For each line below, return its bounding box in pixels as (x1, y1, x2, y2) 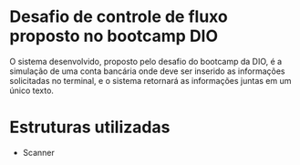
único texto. (9, 85, 55, 96)
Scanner (22, 147, 55, 158)
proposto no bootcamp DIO (9, 26, 219, 46)
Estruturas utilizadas (9, 117, 171, 138)
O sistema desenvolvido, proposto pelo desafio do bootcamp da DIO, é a (9, 56, 283, 67)
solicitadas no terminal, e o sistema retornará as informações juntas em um (9, 75, 292, 86)
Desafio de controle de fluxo (9, 6, 228, 27)
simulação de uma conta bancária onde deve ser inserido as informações (9, 66, 285, 77)
